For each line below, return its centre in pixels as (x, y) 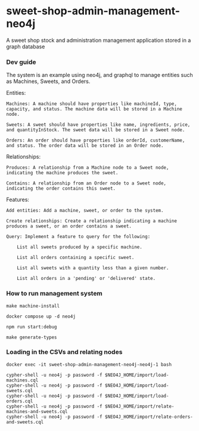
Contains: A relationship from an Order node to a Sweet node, (86, 183)
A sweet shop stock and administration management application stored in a (99, 40)
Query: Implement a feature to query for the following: (78, 237)
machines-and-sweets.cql (37, 411)
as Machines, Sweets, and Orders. (48, 81)
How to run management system (55, 294)
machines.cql (22, 380)
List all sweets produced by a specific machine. (80, 247)
